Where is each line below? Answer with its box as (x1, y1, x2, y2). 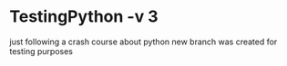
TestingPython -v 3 (9, 6, 159, 27)
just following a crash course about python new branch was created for (9, 36, 278, 47)
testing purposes (9, 45, 74, 56)
